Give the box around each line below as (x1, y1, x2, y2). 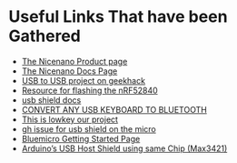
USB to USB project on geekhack (21, 75, 146, 86)
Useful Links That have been (8, 6, 228, 27)
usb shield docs (21, 94, 82, 106)
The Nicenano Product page (21, 56, 128, 66)
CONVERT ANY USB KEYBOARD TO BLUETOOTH (21, 104, 208, 115)
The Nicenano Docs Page (21, 66, 118, 76)
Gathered (8, 25, 81, 46)
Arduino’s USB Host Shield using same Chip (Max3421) (21, 143, 228, 154)
